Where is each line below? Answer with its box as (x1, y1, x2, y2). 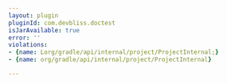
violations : (8, 41, 48, 49)
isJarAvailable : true (8, 26, 80, 34)
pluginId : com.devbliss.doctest (8, 19, 115, 27)
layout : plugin (8, 11, 59, 20)
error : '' (8, 33, 41, 42)
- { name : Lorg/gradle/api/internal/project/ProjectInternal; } (8, 48, 219, 56)
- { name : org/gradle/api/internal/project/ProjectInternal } (8, 56, 213, 64)
